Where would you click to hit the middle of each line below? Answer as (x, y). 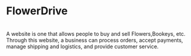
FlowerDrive (37, 11)
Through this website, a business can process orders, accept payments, (95, 40)
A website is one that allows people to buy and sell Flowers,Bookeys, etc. (96, 33)
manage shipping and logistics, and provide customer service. (82, 46)
